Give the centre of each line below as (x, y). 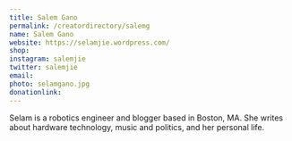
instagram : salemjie (48, 59)
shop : (19, 51)
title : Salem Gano (43, 17)
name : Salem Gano (42, 34)
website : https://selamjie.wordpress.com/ (90, 42)
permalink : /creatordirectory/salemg (80, 26)
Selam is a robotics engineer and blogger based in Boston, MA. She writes (146, 118)
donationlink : (36, 92)
